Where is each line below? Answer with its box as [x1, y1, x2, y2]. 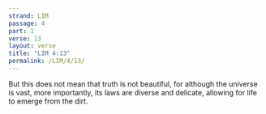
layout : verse [8, 42, 57, 50]
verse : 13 [8, 34, 42, 43]
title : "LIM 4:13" [8, 49, 71, 57]
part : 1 [8, 27, 35, 35]
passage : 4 [8, 19, 45, 27]
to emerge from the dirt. [8, 96, 88, 106]
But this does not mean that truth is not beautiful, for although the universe [8, 78, 258, 89]
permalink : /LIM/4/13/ [8, 57, 85, 65]
